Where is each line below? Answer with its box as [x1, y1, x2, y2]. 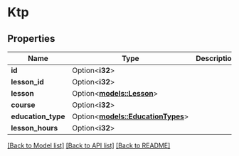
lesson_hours [11, 123, 58, 133]
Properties [7, 33, 55, 45]
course [11, 100, 36, 110]
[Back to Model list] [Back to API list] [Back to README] [7, 141, 171, 150]
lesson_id [11, 77, 44, 87]
